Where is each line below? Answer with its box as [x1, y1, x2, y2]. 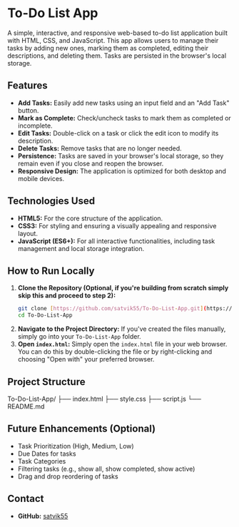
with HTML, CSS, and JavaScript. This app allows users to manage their [7, 36, 219, 44]
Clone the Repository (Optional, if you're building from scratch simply [17, 284, 229, 292]
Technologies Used [7, 195, 95, 208]
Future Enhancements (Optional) [7, 423, 156, 435]
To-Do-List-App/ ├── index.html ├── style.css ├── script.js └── [7, 394, 202, 403]
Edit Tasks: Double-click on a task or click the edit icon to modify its [17, 128, 219, 137]
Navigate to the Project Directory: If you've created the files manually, [17, 324, 226, 333]
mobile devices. [17, 174, 65, 183]
